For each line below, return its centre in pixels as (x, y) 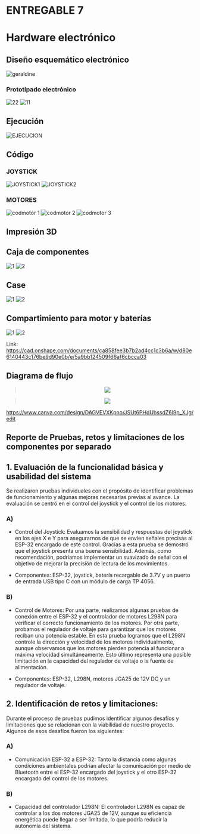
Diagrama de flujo (40, 376)
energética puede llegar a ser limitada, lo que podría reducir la (91, 820)
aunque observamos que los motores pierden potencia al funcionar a (99, 648)
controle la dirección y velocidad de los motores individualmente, (95, 642)
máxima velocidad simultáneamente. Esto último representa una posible (103, 654)
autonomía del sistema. (43, 826)
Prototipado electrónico (41, 90)
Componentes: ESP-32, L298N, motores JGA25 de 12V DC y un (93, 679)
